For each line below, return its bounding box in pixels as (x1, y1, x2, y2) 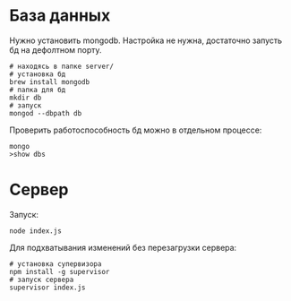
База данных (9, 5, 111, 26)
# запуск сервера (9, 275, 74, 284)
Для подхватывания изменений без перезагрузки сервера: (9, 242, 237, 253)
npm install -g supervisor (9, 267, 110, 276)
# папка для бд (9, 85, 66, 94)
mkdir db (9, 93, 42, 102)
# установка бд (9, 69, 66, 79)
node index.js (9, 226, 63, 236)
